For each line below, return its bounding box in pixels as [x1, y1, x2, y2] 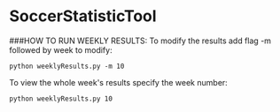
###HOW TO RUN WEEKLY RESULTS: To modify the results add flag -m [9, 35, 272, 46]
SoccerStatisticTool [9, 6, 157, 26]
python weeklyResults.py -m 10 [9, 62, 125, 71]
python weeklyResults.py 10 [9, 94, 113, 103]
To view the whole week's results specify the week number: [9, 77, 228, 87]
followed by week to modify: [9, 44, 113, 55]
